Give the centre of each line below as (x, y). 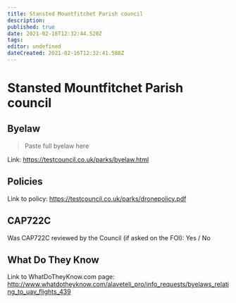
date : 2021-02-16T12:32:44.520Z (55, 33)
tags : (15, 40)
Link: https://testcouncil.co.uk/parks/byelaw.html (78, 159)
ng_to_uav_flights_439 (39, 292)
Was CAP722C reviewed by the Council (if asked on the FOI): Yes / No (109, 237)
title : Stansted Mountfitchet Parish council (75, 14)
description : (26, 20)
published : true (31, 27)
